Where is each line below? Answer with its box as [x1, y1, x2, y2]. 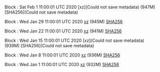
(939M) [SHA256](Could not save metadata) [4, 43, 94, 48]
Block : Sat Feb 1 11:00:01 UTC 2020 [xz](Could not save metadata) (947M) [4, 4, 156, 10]
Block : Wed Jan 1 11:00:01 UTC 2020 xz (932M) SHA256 [4, 62, 119, 67]
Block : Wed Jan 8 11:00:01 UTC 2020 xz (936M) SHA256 [4, 52, 120, 58]
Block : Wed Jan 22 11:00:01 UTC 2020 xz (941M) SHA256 [4, 28, 122, 34]
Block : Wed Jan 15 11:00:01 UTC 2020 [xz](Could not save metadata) [4, 37, 145, 43]
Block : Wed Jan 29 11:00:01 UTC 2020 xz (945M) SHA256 [4, 19, 123, 24]
